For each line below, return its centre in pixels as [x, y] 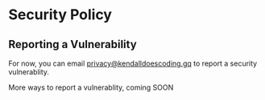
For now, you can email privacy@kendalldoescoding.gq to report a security [133, 63]
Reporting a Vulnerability [72, 44]
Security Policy [60, 15]
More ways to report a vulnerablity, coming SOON [91, 87]
